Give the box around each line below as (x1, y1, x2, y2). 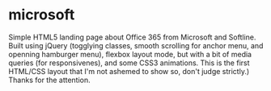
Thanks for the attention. (8, 75, 91, 85)
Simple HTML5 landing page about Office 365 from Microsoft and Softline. (8, 32, 256, 42)
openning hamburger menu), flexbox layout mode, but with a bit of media (8, 49, 252, 59)
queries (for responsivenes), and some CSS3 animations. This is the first (8, 58, 250, 68)
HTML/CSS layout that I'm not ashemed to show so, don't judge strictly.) (8, 66, 250, 76)
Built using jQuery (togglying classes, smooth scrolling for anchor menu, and (8, 40, 264, 50)
